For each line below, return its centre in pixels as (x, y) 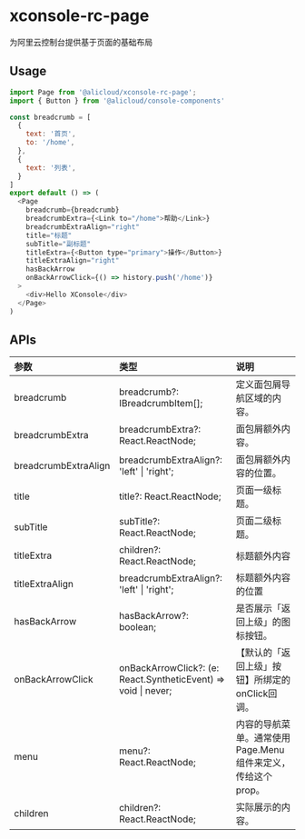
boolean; (138, 627)
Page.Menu (260, 750)
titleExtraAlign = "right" (73, 261)
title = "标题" (49, 235)
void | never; (146, 691)
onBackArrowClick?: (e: (169, 668)
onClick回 (256, 694)
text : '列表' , (51, 168)
